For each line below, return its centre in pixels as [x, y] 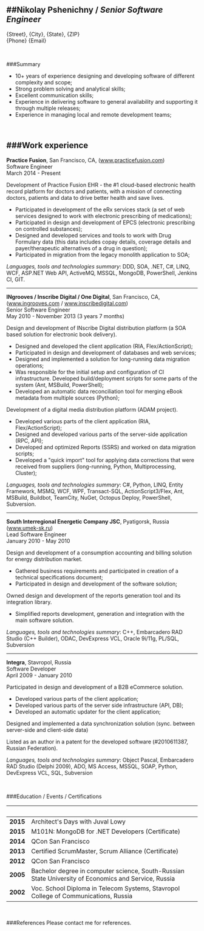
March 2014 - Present [33, 173]
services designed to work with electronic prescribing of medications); [104, 216]
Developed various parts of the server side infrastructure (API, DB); [99, 705]
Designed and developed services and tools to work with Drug [93, 235]
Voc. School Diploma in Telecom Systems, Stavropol [106, 888]
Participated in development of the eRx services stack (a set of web [100, 210]
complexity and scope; [44, 82]
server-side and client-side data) [47, 730]
